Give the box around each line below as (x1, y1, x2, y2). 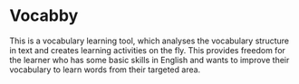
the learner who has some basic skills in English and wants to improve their (9, 54, 290, 65)
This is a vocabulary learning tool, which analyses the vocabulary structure (9, 35, 290, 46)
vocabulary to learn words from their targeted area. (9, 64, 201, 75)
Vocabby (9, 5, 79, 26)
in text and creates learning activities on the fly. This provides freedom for (9, 44, 285, 55)
